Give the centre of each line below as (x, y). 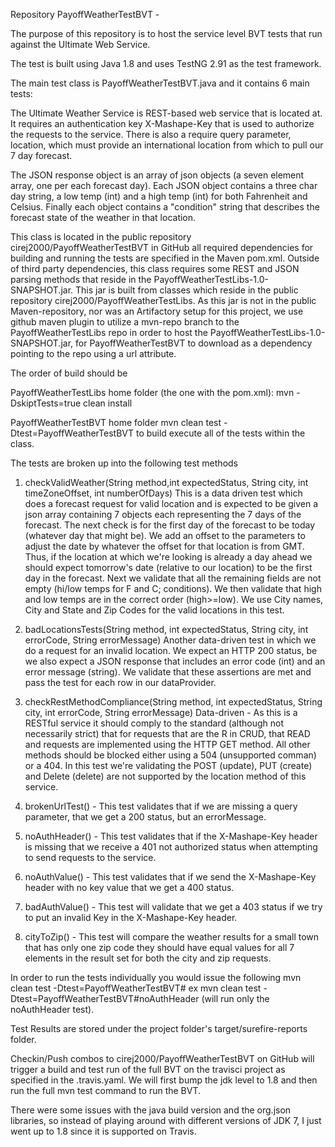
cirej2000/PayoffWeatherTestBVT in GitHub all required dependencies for (162, 247)
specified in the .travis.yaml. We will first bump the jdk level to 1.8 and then (164, 1080)
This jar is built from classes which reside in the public (187, 290)
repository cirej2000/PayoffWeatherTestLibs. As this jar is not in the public (163, 300)
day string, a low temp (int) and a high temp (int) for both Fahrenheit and (159, 196)
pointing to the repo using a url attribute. (93, 353)
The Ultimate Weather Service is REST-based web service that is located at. (166, 113)
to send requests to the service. (90, 857)
